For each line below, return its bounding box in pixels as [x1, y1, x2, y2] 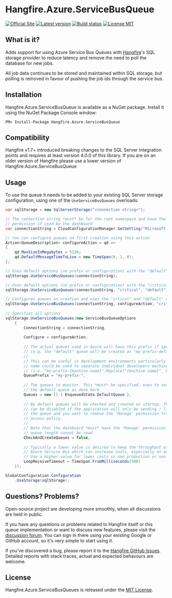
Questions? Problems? [5, 492, 79, 501]
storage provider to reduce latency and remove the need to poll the [5, 54, 147, 61]
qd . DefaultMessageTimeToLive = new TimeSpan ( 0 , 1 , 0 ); [14, 254, 134, 260]
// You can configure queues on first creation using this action [5, 235, 150, 240]
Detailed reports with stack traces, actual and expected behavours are [5, 553, 154, 559]
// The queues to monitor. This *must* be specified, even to [24, 383, 159, 388]
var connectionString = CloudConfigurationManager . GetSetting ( [5, 226, 143, 231]
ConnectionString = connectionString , [24, 325, 106, 330]
